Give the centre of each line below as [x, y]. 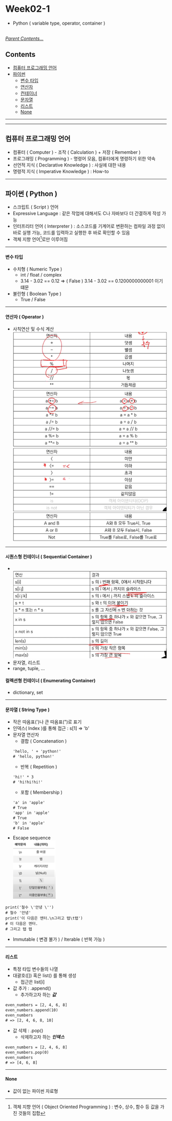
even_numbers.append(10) [32, 1010]
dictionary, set [28, 692]
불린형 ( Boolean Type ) [37, 294]
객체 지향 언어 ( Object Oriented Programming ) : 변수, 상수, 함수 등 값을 [86, 1107]
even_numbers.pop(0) [27, 1053]
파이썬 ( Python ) [31, 193]
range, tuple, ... [29, 668]
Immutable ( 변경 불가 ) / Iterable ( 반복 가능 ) [59, 939]
